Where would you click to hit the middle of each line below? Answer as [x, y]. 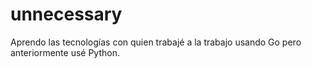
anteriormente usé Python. [65, 52]
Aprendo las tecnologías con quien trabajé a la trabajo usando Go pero [156, 42]
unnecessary [66, 14]
